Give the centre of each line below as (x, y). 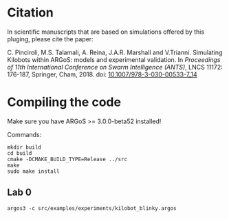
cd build (20, 153)
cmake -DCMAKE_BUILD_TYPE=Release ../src (67, 159)
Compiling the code (64, 102)
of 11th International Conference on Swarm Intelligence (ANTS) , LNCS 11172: (115, 67)
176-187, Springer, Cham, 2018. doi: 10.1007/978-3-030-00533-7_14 (102, 74)
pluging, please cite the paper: (51, 39)
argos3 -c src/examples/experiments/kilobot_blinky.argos (92, 208)
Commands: (24, 134)
